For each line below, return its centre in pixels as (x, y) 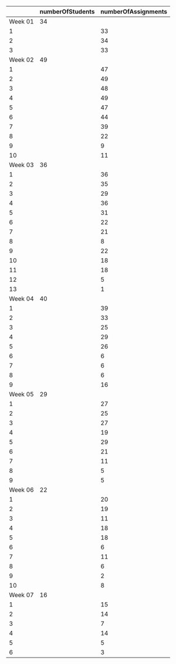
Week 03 (21, 165)
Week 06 (21, 490)
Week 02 (21, 60)
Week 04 (21, 298)
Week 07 (21, 595)
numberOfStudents (67, 11)
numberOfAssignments (134, 11)
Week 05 (21, 394)
